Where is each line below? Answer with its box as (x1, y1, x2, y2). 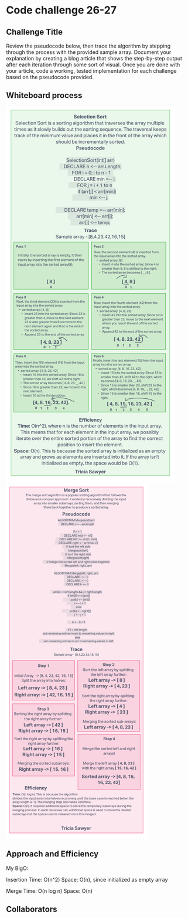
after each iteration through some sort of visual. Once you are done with (6, 61, 180, 68)
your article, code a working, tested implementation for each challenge (6, 67, 177, 74)
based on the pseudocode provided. (6, 74, 94, 80)
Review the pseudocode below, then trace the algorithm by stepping (6, 42, 171, 49)
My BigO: (6, 865, 29, 872)
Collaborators (6, 905, 57, 914)
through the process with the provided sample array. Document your (6, 49, 172, 56)
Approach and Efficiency (6, 849, 99, 859)
